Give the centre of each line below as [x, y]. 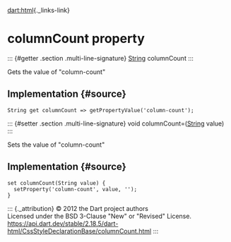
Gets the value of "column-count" [57, 72]
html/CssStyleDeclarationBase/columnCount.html [79, 231]
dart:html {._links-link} [39, 10]
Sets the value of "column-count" [56, 145]
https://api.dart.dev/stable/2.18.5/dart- [63, 223]
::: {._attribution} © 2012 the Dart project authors [78, 208]
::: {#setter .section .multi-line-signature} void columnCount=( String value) [116, 123]
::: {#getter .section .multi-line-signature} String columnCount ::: [101, 58]
